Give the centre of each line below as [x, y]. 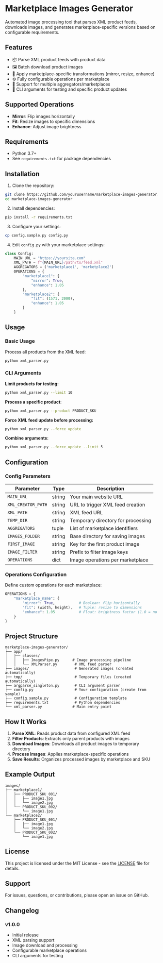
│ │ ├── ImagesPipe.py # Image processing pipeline [68, 660]
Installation [22, 174]
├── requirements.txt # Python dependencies [63, 703]
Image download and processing [45, 946]
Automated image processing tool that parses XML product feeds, [71, 22]
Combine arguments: [27, 438]
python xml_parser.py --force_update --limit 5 [54, 447]
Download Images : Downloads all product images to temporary [75, 744]
